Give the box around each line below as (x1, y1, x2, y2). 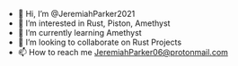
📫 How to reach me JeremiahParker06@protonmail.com (17, 47, 229, 57)
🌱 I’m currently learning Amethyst (17, 28, 142, 37)
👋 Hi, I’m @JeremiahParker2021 (17, 9, 136, 19)
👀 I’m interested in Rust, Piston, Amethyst (17, 18, 171, 29)
